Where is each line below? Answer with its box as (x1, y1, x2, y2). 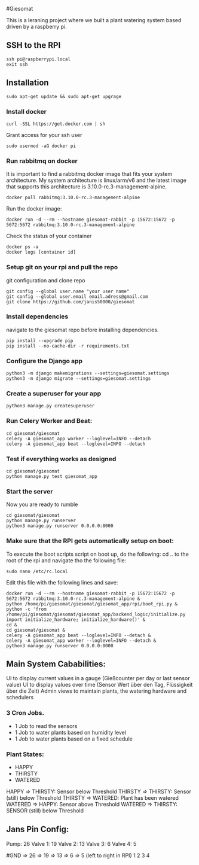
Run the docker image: (6, 205, 62, 212)
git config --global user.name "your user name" (6, 288, 130, 294)
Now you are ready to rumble (6, 501, 78, 508)
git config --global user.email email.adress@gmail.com (6, 293, 148, 300)
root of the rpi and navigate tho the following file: (6, 556, 127, 564)
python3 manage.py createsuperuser (6, 403, 95, 409)
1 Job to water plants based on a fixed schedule (14, 735, 133, 742)
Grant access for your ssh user (6, 131, 82, 138)
